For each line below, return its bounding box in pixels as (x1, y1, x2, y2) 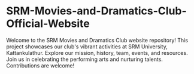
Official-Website (6, 17, 90, 30)
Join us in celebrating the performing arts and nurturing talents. (6, 55, 163, 63)
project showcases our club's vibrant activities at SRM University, (6, 43, 168, 50)
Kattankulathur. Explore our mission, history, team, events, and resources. (6, 49, 188, 56)
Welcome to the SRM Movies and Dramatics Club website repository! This (6, 36, 189, 44)
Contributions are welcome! (6, 61, 75, 69)
